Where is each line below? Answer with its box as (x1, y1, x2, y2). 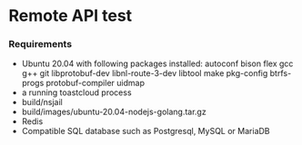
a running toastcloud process (21, 87, 133, 98)
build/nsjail (21, 97, 63, 108)
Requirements (8, 38, 73, 51)
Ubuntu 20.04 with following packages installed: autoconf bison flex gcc (21, 58, 294, 69)
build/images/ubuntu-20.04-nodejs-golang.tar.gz (21, 106, 206, 118)
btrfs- (269, 68, 292, 79)
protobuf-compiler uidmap (45, 78, 145, 89)
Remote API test (8, 5, 133, 26)
